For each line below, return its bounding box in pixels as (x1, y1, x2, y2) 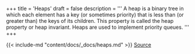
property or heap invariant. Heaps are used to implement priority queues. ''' (6, 23, 190, 31)
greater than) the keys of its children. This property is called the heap (6, 18, 174, 24)
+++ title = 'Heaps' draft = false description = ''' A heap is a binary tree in (6, 5, 184, 12)
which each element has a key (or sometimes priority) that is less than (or (6, 11, 184, 18)
